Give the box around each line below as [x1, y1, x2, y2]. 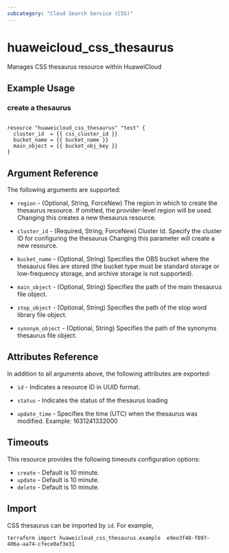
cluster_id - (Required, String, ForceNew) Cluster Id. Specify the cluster [16, 227, 222, 235]
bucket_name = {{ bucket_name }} [13, 137, 109, 144]
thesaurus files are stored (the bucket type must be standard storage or [16, 262, 219, 270]
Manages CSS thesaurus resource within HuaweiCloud [7, 63, 162, 71]
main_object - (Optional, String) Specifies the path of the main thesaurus [16, 283, 222, 291]
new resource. [16, 241, 58, 250]
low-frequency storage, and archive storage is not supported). [16, 270, 194, 278]
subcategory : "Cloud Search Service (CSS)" [7, 10, 134, 17]
